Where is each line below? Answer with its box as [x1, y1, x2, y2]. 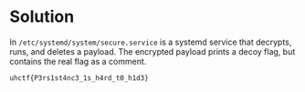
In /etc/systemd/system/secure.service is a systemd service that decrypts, [9, 36, 292, 47]
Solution [9, 6, 75, 27]
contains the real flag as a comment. [9, 56, 147, 66]
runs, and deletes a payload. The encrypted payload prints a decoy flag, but [9, 46, 296, 56]
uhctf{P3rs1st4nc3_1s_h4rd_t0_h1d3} [9, 73, 149, 83]
